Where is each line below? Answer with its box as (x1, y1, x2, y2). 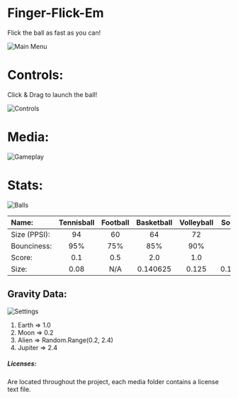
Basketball (136, 218, 173, 227)
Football (101, 218, 130, 227)
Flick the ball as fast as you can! (7, 28, 101, 37)
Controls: (7, 67, 64, 83)
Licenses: (7, 359, 37, 368)
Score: (11, 252, 33, 262)
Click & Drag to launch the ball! (7, 90, 98, 99)
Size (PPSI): (11, 229, 51, 239)
